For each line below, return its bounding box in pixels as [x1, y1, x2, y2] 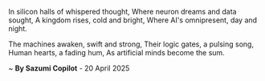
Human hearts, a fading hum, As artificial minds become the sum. [8, 48, 225, 57]
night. [8, 24, 28, 33]
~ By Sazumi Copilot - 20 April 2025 [8, 63, 130, 73]
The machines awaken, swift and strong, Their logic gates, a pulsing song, [8, 39, 255, 49]
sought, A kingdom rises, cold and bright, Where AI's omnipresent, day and [8, 15, 258, 25]
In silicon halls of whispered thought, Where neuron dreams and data [8, 7, 237, 16]
